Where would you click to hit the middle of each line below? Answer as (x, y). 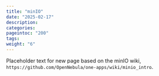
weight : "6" (21, 44)
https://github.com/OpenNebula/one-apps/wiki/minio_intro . (80, 67)
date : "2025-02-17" (30, 17)
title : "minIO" (25, 11)
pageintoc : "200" (27, 33)
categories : (21, 28)
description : (22, 22)
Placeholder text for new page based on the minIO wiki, (74, 61)
